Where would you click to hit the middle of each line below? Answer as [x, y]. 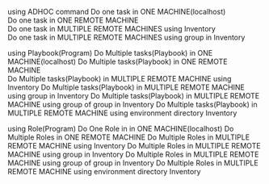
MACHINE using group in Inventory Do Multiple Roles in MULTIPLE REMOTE [133, 154]
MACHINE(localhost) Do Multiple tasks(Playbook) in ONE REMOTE [118, 61]
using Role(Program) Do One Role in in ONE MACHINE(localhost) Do [121, 129]
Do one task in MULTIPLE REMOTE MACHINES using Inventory [111, 29]
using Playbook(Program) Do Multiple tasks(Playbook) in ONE [110, 53]
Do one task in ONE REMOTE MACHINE [73, 20]
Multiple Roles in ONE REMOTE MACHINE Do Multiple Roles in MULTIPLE [129, 137]
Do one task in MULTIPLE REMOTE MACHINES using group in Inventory [126, 37]
